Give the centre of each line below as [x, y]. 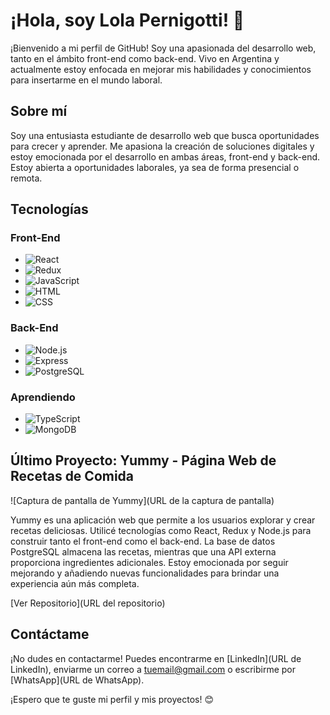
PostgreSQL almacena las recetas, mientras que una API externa [143, 551]
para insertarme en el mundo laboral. [86, 80]
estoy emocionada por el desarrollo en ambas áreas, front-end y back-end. [165, 156]
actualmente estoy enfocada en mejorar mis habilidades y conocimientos [161, 69]
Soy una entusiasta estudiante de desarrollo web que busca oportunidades [165, 135]
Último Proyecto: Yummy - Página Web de [143, 460]
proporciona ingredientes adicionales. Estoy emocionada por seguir [149, 562]
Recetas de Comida [72, 476]
